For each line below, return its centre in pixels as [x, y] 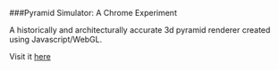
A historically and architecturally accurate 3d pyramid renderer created [140, 30]
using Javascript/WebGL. [56, 39]
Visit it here [30, 56]
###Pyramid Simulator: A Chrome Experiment [93, 13]
